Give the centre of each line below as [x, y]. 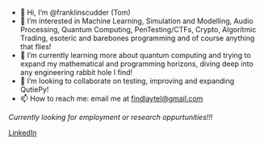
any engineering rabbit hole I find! [76, 72]
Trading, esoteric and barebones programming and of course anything [137, 38]
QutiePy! [34, 89]
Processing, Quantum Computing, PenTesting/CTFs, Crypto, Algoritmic [138, 29]
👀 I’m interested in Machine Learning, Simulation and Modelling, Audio [136, 21]
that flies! [36, 47]
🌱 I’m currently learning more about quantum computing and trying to [136, 55]
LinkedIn [23, 133]
